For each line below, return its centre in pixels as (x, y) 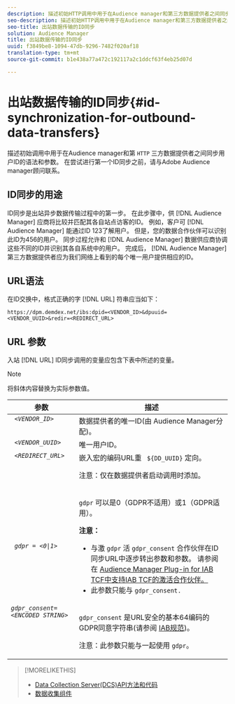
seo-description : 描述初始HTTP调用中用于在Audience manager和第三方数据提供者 (115, 20)
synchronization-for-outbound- (102, 117)
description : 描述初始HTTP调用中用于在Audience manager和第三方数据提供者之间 (114, 14)
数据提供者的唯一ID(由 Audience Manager (147, 421)
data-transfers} (54, 132)
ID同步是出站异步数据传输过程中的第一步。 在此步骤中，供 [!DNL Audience (114, 213)
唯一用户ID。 (100, 445)
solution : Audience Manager (48, 33)
